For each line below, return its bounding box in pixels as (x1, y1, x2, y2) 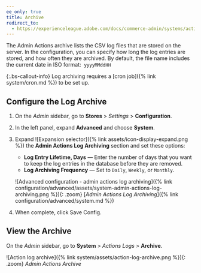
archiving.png (14, 191, 49, 198)
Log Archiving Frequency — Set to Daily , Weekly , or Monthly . (23, 166, 175, 174)
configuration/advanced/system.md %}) (14, 197, 115, 205)
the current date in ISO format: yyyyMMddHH (6, 61, 111, 68)
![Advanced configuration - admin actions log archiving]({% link (14, 178, 172, 185)
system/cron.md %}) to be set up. (6, 79, 90, 86)
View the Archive (6, 226, 72, 236)
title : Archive (6, 14, 44, 20)
